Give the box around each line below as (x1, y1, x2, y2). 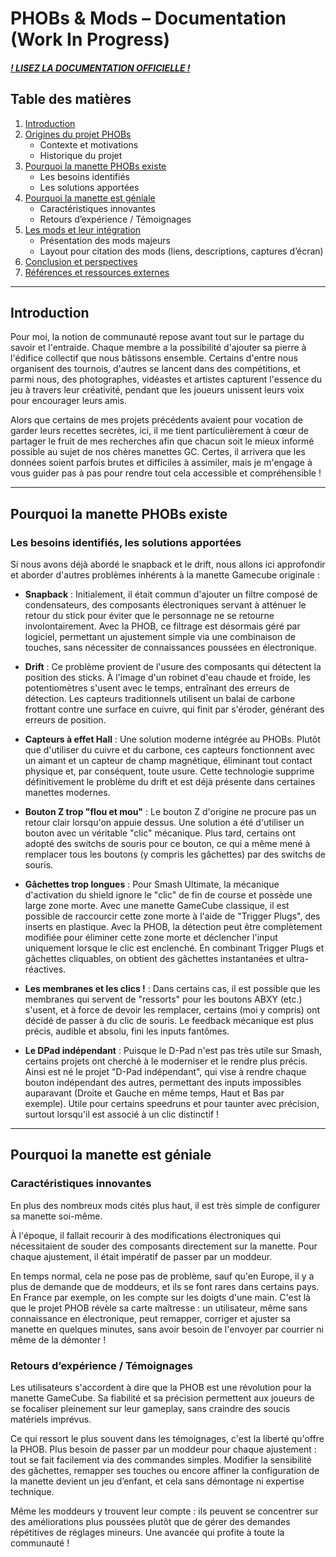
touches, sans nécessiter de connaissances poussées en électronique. (24, 642, 317, 654)
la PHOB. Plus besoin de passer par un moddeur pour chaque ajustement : (10, 1443, 317, 1456)
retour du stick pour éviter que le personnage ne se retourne (24, 610, 275, 622)
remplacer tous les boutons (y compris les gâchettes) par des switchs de (24, 848, 326, 861)
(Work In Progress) (10, 28, 171, 51)
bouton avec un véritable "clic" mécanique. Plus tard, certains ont (24, 827, 296, 839)
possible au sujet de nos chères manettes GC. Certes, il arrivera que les (10, 446, 306, 458)
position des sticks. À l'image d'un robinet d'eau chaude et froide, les (24, 672, 311, 684)
